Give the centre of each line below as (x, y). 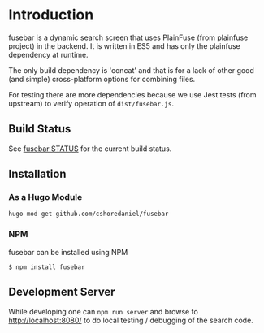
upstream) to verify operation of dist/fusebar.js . (91, 103)
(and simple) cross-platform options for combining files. (102, 79)
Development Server (62, 292)
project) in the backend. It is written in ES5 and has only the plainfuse (125, 45)
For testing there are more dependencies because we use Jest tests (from (133, 94)
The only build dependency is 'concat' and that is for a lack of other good (131, 70)
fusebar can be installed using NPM (68, 252)
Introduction (51, 15)
